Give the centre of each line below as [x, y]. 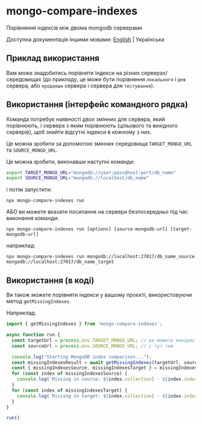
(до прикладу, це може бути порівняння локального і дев [115, 79]
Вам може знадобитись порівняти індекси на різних [73, 73]
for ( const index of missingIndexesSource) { [70, 374]
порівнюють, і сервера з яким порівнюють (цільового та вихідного [92, 125]
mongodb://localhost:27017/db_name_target [60, 262]
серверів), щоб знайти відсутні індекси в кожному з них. [79, 132]
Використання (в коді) [50, 280]
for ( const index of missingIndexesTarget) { [70, 390]
